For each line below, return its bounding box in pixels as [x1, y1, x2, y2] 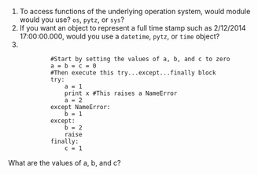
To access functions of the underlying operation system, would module [19, 7, 251, 16]
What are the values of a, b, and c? [8, 159, 121, 167]
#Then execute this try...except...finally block [50, 69, 216, 77]
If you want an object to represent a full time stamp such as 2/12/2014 [19, 24, 246, 32]
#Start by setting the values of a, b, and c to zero [50, 55, 230, 63]
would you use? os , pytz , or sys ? [19, 15, 124, 24]
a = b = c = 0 [50, 62, 97, 70]
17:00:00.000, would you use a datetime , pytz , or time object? [19, 31, 220, 41]
